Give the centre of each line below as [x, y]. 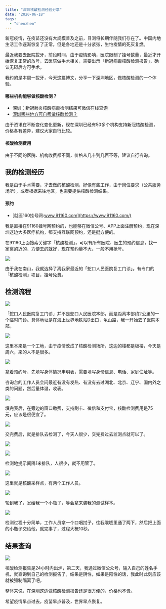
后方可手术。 [31, 67]
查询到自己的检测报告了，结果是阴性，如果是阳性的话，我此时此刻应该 [89, 574]
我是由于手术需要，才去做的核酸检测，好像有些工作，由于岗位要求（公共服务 [83, 185]
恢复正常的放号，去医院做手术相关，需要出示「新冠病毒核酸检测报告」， [82, 61]
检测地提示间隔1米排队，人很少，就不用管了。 [51, 463]
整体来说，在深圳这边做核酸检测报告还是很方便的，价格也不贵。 [70, 591]
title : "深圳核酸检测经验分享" [34, 10]
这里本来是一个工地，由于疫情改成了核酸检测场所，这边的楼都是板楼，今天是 [83, 346]
